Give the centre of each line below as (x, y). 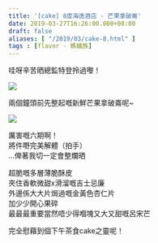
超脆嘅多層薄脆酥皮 (41, 173)
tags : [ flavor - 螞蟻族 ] (50, 46)
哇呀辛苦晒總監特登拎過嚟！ (55, 71)
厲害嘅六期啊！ (33, 136)
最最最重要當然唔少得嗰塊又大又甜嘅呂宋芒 (79, 214)
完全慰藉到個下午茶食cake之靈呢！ (66, 231)
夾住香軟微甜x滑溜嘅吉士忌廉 (57, 183)
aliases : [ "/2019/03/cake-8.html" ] (72, 39)
